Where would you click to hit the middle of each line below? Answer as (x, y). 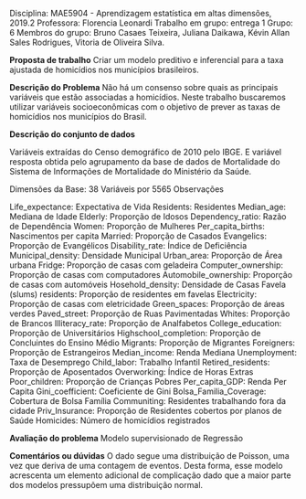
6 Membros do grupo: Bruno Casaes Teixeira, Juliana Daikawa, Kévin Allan (150, 32)
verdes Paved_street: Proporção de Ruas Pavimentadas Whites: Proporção (150, 313)
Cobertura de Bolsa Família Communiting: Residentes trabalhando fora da (148, 401)
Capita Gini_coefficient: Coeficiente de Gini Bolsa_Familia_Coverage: (138, 391)
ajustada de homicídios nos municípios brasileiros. (104, 69)
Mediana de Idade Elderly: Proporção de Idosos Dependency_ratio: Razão (148, 217)
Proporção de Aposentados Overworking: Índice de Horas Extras (132, 372)
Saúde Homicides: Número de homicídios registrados (110, 420)
